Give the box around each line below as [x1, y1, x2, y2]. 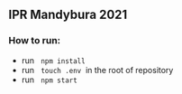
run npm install [21, 54, 86, 66]
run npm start [21, 74, 77, 85]
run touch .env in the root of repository [21, 64, 174, 75]
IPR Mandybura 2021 [8, 7, 128, 23]
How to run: [8, 34, 61, 47]
